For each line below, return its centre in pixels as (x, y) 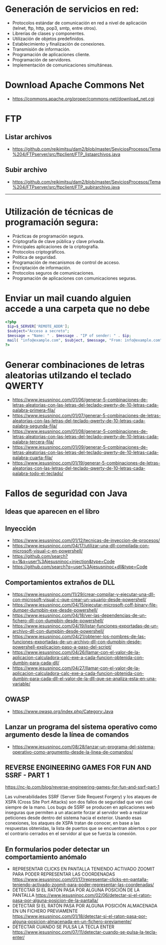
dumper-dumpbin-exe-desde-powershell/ (55, 610)
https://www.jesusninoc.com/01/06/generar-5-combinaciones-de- (80, 400)
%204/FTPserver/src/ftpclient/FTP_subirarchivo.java (66, 187)
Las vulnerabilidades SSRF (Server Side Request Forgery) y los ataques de (81, 797)
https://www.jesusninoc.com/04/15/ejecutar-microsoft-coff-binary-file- (85, 605)
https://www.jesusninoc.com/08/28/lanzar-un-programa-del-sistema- (84, 747)
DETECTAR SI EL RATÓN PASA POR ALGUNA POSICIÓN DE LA (76, 890)
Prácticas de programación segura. (48, 236)
